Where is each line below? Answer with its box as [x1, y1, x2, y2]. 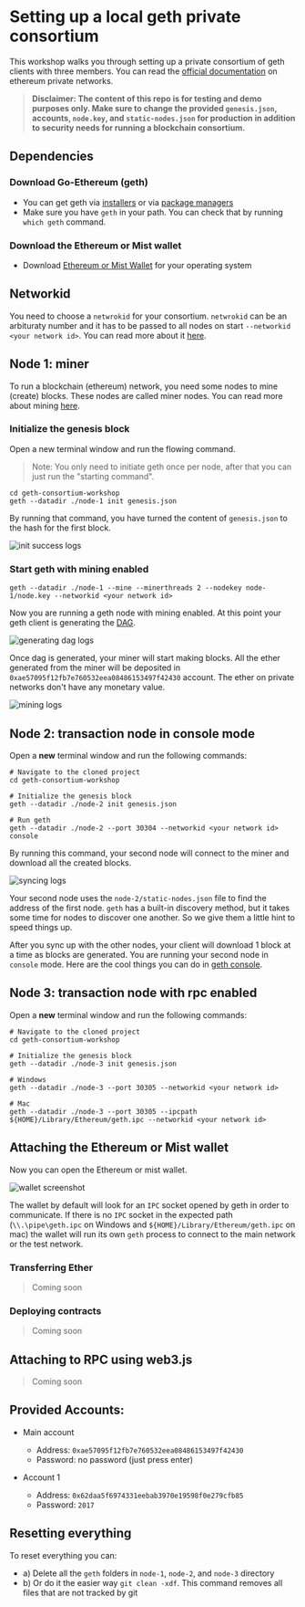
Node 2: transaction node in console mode [9, 726, 255, 741]
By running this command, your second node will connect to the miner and [9, 847, 290, 858]
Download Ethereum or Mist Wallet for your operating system [22, 259, 252, 270]
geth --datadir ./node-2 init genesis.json [9, 799, 178, 809]
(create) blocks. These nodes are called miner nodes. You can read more [9, 390, 284, 401]
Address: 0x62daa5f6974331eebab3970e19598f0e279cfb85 [36, 1489, 244, 1500]
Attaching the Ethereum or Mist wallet [9, 1140, 229, 1156]
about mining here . [9, 400, 80, 411]
